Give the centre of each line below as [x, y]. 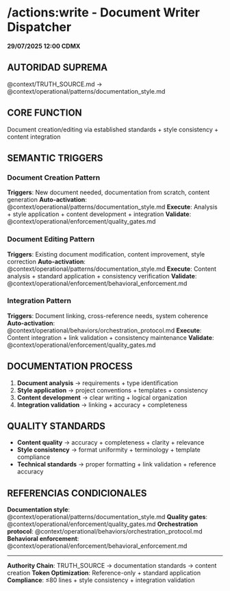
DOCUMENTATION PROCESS [70, 366]
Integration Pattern [39, 301]
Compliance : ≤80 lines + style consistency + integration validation [101, 580]
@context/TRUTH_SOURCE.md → [55, 84]
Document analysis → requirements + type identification [98, 383]
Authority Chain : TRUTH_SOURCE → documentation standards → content [112, 566]
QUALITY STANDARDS [56, 426]
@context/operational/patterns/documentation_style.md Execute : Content [112, 269]
